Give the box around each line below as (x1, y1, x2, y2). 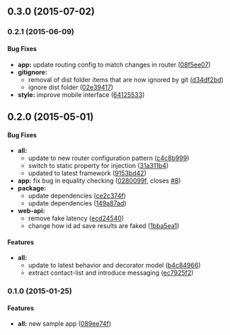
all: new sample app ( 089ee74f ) (17, 319, 112, 328)
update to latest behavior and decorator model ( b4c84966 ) (28, 261, 201, 270)
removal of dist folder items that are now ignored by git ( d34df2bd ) (28, 75, 224, 84)
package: (17, 184, 47, 193)
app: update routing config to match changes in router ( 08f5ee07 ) (17, 60, 211, 69)
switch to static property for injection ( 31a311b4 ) (28, 161, 169, 170)
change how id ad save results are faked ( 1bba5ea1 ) (28, 222, 180, 230)
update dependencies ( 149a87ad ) (28, 199, 127, 208)
